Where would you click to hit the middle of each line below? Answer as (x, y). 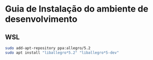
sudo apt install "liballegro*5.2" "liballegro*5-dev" (62, 52)
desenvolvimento (41, 19)
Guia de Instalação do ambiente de (77, 9)
